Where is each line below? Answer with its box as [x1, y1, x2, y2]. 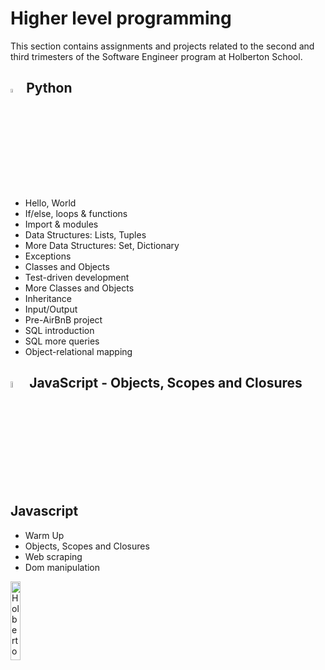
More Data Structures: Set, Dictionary [24, 239, 180, 251]
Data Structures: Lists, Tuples [24, 228, 147, 241]
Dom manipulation [24, 561, 101, 573]
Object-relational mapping [24, 345, 133, 357]
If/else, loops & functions [24, 207, 128, 219]
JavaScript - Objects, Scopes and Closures [29, 374, 303, 391]
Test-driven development [24, 271, 130, 283]
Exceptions [24, 250, 72, 262]
